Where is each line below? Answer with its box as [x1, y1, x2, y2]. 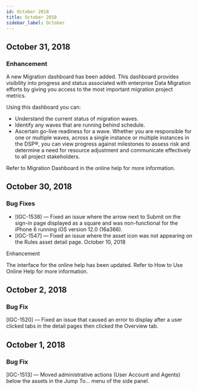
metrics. [6, 92, 27, 99]
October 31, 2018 [6, 42, 71, 52]
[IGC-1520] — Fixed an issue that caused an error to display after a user [6, 316, 183, 323]
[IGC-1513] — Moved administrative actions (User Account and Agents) [6, 371, 181, 378]
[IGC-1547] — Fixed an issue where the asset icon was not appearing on [14, 232, 193, 239]
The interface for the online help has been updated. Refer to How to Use [6, 261, 183, 268]
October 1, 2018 [6, 339, 65, 350]
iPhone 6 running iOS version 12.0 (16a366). [14, 225, 123, 232]
